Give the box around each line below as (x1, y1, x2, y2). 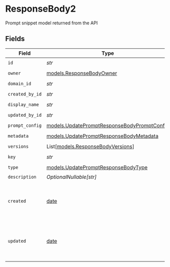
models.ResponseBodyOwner (46, 70, 117, 77)
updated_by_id (8, 112, 42, 118)
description (8, 174, 37, 180)
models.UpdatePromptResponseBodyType (46, 164, 148, 171)
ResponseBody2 (5, 3, 76, 15)
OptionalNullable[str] (46, 173, 97, 180)
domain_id (8, 81, 31, 87)
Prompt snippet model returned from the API (5, 20, 98, 26)
